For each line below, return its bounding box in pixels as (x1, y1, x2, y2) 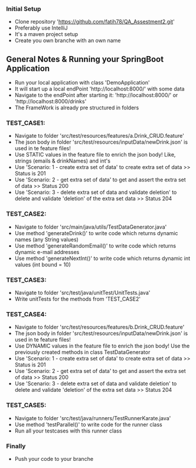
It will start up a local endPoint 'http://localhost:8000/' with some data (14, 85, 185, 93)
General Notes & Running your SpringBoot (6, 54, 164, 64)
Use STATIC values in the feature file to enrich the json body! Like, (14, 151, 176, 158)
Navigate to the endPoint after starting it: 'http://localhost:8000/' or (14, 92, 178, 99)
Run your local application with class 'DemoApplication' (14, 79, 150, 86)
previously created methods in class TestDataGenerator (14, 349, 151, 356)
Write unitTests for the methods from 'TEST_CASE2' (14, 295, 141, 303)
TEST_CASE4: (6, 310, 47, 318)
